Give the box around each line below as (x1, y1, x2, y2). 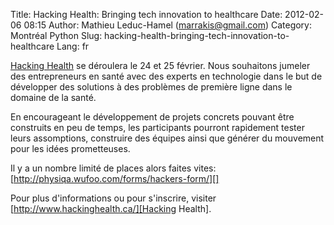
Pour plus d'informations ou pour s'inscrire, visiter (10, 192, 217, 204)
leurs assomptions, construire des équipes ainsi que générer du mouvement (10, 132, 325, 144)
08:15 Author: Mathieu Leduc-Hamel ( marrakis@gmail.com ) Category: (23, 19, 313, 31)
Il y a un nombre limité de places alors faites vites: (10, 162, 217, 174)
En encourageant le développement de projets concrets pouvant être (10, 111, 295, 123)
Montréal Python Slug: (10, 30, 103, 41)
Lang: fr (56, 40, 90, 52)
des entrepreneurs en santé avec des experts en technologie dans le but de (10, 70, 323, 82)
